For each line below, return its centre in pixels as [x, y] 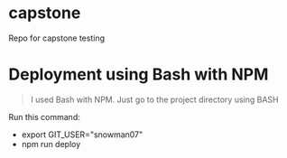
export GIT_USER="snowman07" [82, 135]
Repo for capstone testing [57, 38]
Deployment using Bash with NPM [139, 74]
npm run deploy [51, 144]
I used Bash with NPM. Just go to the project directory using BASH [154, 99]
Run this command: [44, 116]
